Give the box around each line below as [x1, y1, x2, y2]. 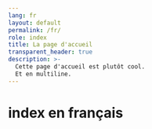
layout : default [8, 19, 61, 27]
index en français [8, 104, 124, 122]
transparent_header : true [8, 48, 92, 56]
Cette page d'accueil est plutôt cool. [15, 63, 146, 71]
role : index [8, 33, 47, 42]
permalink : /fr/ [8, 26, 61, 34]
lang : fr [8, 11, 37, 20]
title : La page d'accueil [8, 41, 92, 49]
